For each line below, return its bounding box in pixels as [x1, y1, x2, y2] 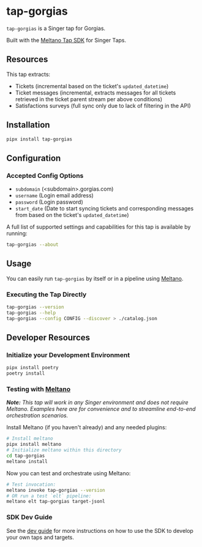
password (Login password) [15, 198, 84, 206]
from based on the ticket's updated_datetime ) [15, 212, 130, 219]
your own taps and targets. [6, 534, 75, 541]
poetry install [6, 370, 45, 377]
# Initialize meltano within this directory [6, 447, 122, 453]
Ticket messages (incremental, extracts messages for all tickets [15, 89, 176, 96]
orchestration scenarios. [6, 412, 69, 419]
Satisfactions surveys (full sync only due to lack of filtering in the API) [15, 102, 191, 109]
